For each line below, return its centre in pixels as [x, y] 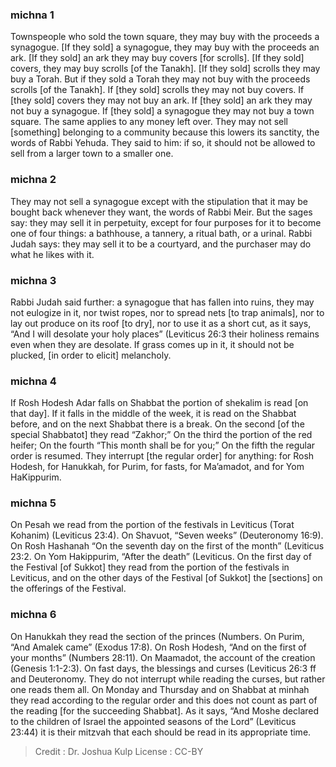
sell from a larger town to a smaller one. [92, 154]
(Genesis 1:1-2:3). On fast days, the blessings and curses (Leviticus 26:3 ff [163, 668]
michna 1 [32, 15]
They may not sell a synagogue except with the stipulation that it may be [159, 201]
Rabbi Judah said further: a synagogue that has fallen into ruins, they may [162, 302]
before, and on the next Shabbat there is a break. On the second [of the [157, 424]
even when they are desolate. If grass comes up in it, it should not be [152, 344]
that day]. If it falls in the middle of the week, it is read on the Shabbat [153, 414]
